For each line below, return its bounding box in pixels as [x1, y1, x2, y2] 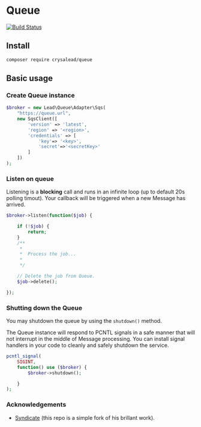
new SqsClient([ [17, 116, 58, 122]
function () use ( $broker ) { [17, 364, 87, 370]
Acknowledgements [6, 401, 67, 409]
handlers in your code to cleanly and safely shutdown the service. [6, 342, 169, 349]
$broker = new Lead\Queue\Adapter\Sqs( [6, 105, 106, 111]
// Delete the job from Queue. [17, 273, 95, 279]
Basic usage [6, 73, 53, 84]
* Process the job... [19, 251, 77, 258]
